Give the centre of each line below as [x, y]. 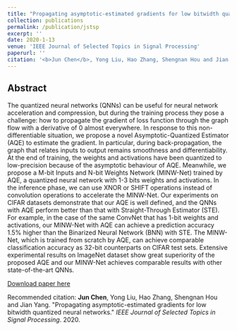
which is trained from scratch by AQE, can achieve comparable [113, 239]
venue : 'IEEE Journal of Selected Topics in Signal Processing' [104, 46]
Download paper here [39, 283]
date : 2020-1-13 [31, 40]
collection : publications [45, 20]
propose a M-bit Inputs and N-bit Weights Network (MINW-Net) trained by [115, 173]
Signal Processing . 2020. [44, 319]
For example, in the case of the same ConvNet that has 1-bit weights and [113, 217]
